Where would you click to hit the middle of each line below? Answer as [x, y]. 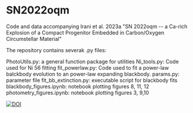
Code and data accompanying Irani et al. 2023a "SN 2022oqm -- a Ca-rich [97, 26]
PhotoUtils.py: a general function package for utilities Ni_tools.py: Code [93, 61]
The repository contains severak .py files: [56, 50]
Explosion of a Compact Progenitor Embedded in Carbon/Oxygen [85, 32]
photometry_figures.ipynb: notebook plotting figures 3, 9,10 [78, 93]
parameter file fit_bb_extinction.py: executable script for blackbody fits [92, 80]
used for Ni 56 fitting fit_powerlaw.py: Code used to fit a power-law [88, 67]
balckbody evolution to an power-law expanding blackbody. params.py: [93, 74]
